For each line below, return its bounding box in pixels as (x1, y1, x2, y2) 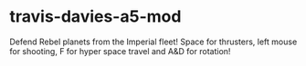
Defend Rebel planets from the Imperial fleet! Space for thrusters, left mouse (9, 36, 298, 47)
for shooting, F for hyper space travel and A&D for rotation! (9, 45, 231, 56)
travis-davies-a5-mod (9, 6, 182, 27)
